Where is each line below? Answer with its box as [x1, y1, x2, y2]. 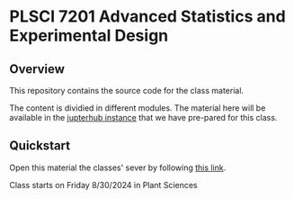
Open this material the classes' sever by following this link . [9, 162, 227, 173]
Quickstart [9, 138, 71, 154]
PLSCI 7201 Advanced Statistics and [9, 6, 286, 27]
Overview [9, 61, 66, 77]
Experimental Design [9, 25, 169, 46]
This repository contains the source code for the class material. [9, 86, 245, 95]
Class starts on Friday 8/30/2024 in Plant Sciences [9, 179, 198, 190]
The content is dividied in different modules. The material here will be [9, 103, 266, 113]
